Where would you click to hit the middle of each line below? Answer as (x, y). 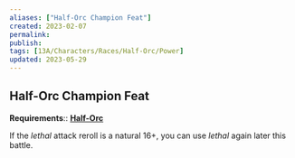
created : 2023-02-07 (48, 26)
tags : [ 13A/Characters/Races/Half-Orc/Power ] (96, 51)
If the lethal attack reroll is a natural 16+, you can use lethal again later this (148, 135)
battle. (21, 144)
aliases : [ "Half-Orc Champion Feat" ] (81, 18)
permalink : (30, 34)
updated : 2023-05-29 (48, 60)
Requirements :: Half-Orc (57, 117)
